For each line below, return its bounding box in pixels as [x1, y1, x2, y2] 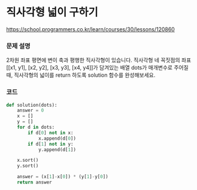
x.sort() [17, 157, 39, 164]
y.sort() [17, 163, 39, 169]
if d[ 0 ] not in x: [28, 129, 74, 135]
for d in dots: [17, 124, 55, 131]
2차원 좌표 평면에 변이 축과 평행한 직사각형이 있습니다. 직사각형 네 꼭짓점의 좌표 [6, 56, 192, 64]
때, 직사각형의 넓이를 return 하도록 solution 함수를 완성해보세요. [6, 71, 156, 79]
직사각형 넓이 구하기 [6, 5, 99, 19]
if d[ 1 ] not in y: [28, 141, 74, 147]
